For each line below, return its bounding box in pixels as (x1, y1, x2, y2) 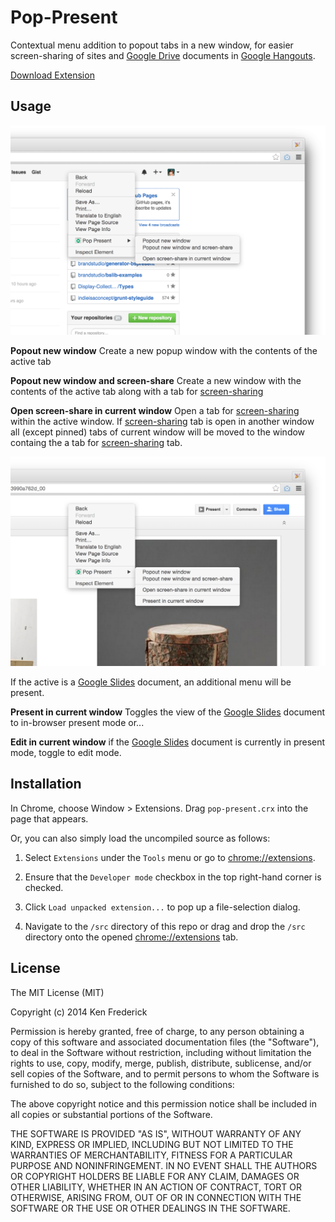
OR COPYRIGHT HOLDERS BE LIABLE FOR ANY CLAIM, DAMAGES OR (10, 1170, 300, 1182)
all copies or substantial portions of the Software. (10, 1108, 213, 1120)
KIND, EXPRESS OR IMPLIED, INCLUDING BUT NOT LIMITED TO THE (10, 1138, 294, 1150)
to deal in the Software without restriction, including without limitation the (10, 1046, 312, 1058)
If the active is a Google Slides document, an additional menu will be (10, 676, 292, 688)
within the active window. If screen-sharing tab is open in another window (10, 415, 315, 427)
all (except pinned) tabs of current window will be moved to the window (10, 426, 306, 438)
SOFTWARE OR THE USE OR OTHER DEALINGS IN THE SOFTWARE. (10, 1202, 291, 1214)
